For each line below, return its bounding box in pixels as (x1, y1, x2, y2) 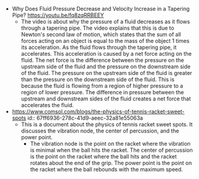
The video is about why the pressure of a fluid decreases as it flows (21, 18, 191, 25)
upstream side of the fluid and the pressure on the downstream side (21, 63, 191, 70)
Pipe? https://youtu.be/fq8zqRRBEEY (11, 11, 105, 19)
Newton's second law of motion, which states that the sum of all (21, 31, 181, 38)
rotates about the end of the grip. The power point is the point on (30, 160, 192, 166)
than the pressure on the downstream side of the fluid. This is (21, 76, 175, 83)
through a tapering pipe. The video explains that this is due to (21, 24, 174, 31)
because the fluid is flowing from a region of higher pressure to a (21, 82, 183, 89)
